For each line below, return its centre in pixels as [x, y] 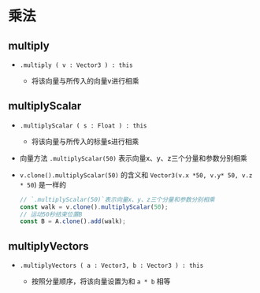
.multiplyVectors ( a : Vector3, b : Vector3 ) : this [111, 266]
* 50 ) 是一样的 [43, 184]
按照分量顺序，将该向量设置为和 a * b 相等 [101, 281]
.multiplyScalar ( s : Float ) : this [83, 126]
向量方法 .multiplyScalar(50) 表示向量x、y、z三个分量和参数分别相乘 [133, 158]
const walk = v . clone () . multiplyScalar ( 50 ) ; [94, 207]
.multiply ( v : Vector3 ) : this [76, 65]
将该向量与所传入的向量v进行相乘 [85, 81]
